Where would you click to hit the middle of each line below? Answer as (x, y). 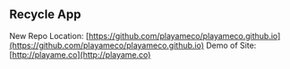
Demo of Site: (231, 45)
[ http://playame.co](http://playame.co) (80, 54)
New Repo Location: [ (49, 35)
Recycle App (45, 15)
